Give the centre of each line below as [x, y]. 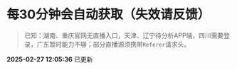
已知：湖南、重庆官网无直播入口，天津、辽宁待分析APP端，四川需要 [124, 35]
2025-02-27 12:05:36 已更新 [50, 59]
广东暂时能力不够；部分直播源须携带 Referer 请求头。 [113, 44]
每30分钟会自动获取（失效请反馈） [109, 14]
